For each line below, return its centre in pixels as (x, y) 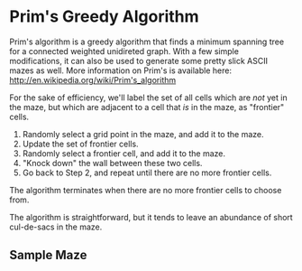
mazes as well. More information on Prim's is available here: (121, 70)
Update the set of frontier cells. (80, 144)
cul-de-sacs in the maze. (56, 227)
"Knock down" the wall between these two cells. (112, 163)
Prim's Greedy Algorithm (105, 17)
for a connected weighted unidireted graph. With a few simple (124, 51)
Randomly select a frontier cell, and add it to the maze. (124, 153)
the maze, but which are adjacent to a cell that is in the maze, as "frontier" (147, 107)
